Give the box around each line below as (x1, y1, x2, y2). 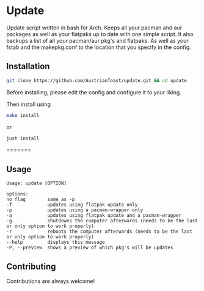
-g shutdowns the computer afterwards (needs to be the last (6, 218, 199, 224)
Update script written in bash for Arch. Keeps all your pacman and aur (6, 24, 183, 31)
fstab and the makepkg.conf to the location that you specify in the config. (6, 43, 191, 51)
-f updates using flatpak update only (6, 202, 138, 208)
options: (6, 191, 29, 197)
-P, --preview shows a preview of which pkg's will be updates (6, 244, 173, 251)
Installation (6, 61, 50, 72)
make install (6, 112, 40, 118)
